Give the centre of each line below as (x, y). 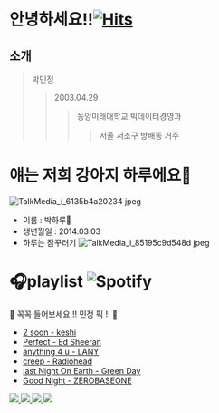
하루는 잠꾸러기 (49, 242)
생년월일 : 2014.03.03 (62, 231)
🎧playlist (46, 282)
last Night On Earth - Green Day (81, 370)
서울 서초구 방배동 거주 (139, 135)
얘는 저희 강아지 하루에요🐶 (100, 176)
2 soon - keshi (49, 332)
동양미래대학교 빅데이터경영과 (129, 116)
